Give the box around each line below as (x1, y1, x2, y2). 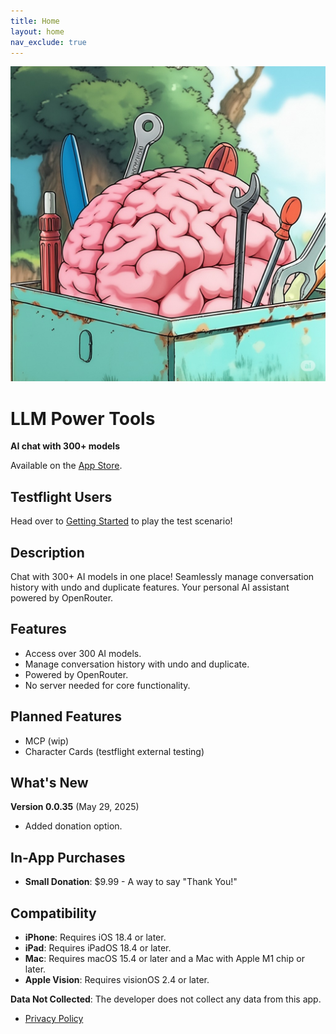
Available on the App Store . (10, 460, 123, 472)
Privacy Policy (24, 1013, 84, 1024)
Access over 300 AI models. (24, 647, 142, 659)
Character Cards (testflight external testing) (24, 745, 205, 757)
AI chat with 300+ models (10, 440, 121, 452)
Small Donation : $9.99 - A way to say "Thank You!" (24, 876, 238, 888)
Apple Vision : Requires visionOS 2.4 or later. (24, 974, 210, 985)
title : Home (10, 16, 60, 26)
